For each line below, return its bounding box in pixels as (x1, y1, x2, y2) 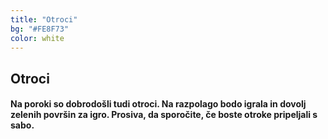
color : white (10, 33, 65, 43)
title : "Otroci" (10, 14, 78, 25)
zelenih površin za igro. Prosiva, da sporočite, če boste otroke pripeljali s (10, 109, 318, 121)
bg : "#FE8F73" (10, 24, 70, 34)
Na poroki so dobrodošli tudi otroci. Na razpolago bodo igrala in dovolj (10, 98, 307, 110)
